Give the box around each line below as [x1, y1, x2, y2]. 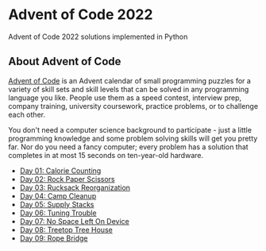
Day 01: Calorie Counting [19, 165, 102, 176]
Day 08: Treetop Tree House [19, 225, 113, 234]
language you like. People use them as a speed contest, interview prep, [8, 93, 242, 102]
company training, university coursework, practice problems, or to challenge [8, 101, 259, 110]
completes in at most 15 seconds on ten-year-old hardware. [8, 150, 204, 160]
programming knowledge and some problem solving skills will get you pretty [8, 133, 258, 143]
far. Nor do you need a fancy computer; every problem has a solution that [8, 141, 249, 152]
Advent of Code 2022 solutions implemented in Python [8, 32, 188, 41]
